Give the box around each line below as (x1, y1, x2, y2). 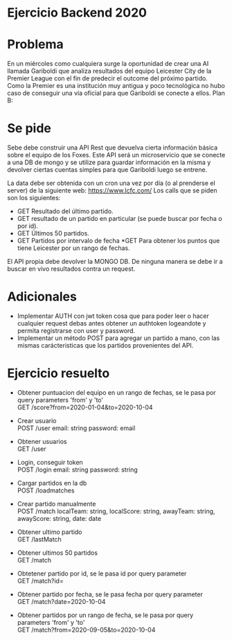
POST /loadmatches (17, 486, 75, 495)
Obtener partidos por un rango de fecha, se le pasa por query (17, 611, 194, 619)
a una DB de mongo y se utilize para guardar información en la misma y (7, 158, 211, 167)
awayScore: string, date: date (17, 514, 102, 522)
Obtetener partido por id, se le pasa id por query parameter (17, 569, 187, 578)
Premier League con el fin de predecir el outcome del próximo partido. (7, 74, 208, 82)
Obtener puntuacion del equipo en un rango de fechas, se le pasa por (17, 388, 216, 396)
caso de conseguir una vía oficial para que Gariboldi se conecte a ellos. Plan (7, 89, 225, 98)
